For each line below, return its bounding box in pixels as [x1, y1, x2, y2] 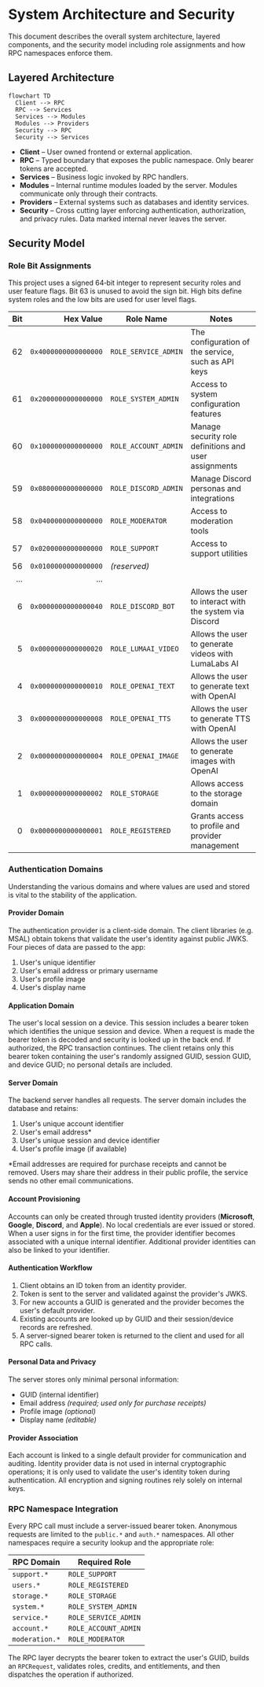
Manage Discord [190, 474, 251, 485]
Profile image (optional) [19, 1406, 97, 1416]
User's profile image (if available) [19, 1144, 127, 1154]
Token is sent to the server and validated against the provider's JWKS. [19, 1289, 247, 1298]
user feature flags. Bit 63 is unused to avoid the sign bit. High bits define [8, 286, 242, 296]
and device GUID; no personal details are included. [8, 1060, 173, 1069]
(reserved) [110, 561, 150, 572]
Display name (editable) [19, 1415, 97, 1424]
